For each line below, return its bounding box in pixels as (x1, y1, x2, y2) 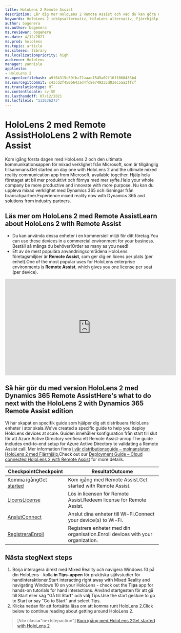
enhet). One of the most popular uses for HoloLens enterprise (12, 258, 135, 264)
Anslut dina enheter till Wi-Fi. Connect (68, 510, 155, 517)
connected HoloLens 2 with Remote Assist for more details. (5, 456, 124, 462)
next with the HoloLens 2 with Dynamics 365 (5, 399, 144, 408)
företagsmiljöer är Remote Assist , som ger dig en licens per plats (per (12, 253, 153, 259)
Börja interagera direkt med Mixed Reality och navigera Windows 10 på (12, 566, 155, 572)
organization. (68, 537, 99, 543)
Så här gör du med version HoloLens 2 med (5, 384, 139, 392)
